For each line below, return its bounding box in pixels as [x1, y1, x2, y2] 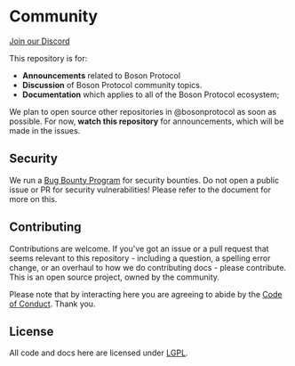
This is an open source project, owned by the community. [9, 272, 220, 282]
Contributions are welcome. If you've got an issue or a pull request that [9, 243, 269, 254]
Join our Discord [9, 36, 70, 46]
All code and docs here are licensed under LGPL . [9, 347, 188, 358]
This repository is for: [9, 53, 88, 63]
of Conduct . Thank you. [9, 298, 96, 309]
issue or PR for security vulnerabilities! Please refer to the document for [9, 184, 271, 195]
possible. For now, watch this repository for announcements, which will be [9, 116, 284, 126]
